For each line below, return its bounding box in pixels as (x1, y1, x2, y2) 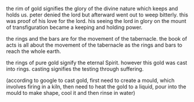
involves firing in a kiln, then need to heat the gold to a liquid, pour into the (6, 83, 187, 90)
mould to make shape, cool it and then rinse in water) (6, 90, 136, 96)
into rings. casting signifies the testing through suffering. (6, 65, 144, 73)
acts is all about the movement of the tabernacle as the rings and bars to (6, 41, 183, 48)
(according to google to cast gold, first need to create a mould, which (6, 77, 175, 84)
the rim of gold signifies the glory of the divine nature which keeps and (6, 5, 178, 12)
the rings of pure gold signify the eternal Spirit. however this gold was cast (6, 59, 188, 66)
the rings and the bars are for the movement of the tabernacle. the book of (6, 35, 188, 42)
